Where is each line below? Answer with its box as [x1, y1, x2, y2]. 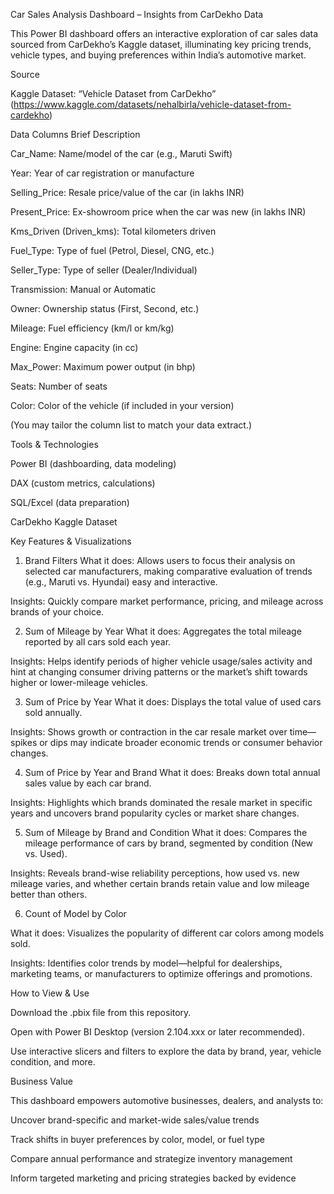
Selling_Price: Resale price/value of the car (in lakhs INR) [10, 187, 245, 198]
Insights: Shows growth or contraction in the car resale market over [10, 726, 288, 738]
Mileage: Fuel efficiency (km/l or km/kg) [10, 322, 175, 334]
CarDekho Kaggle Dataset [10, 516, 118, 528]
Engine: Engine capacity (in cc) [10, 342, 139, 353]
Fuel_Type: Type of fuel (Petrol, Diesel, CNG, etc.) [10, 245, 215, 256]
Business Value [10, 1075, 74, 1087]
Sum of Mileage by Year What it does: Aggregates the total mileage [24, 625, 302, 637]
